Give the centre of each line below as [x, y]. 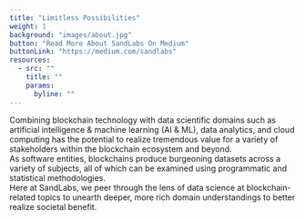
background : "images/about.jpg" [71, 35]
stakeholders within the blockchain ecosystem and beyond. [121, 149]
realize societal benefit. [53, 206]
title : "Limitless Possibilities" [75, 18]
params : [40, 85]
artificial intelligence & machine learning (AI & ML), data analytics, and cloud [152, 129]
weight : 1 [28, 26]
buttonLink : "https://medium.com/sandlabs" [93, 52]
